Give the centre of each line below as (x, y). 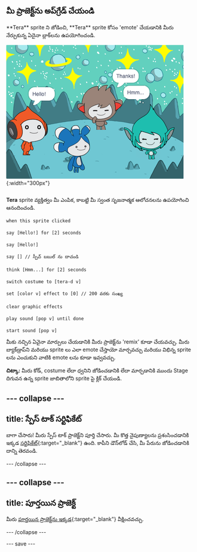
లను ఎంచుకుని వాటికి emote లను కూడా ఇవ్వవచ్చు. (61, 357)
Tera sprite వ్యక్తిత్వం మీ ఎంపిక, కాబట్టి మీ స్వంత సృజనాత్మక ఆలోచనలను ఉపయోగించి (98, 200)
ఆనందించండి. (21, 207)
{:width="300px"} (28, 183)
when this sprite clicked (38, 221)
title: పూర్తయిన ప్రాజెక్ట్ (41, 503)
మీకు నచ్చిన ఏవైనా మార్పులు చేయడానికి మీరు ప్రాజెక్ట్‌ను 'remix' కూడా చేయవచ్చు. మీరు (98, 342)
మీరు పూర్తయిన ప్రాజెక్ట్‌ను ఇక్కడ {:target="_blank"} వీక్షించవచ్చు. (75, 519)
